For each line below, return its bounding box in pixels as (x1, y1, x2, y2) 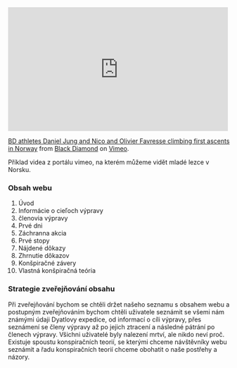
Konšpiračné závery (18, 259, 77, 267)
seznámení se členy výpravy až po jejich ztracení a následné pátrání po (8, 322, 215, 331)
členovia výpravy (18, 214, 68, 223)
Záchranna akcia (18, 229, 67, 238)
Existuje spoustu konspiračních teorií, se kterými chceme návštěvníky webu (8, 338, 227, 346)
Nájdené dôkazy (18, 244, 66, 252)
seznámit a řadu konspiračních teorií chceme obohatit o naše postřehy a (8, 345, 217, 353)
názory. (8, 352, 30, 361)
